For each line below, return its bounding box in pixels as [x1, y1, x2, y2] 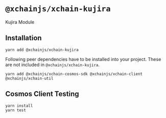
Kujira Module [5, 19, 35, 25]
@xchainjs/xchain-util [5, 76, 54, 81]
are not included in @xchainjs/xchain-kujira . [5, 62, 100, 68]
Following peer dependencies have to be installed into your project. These [5, 56, 161, 62]
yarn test [5, 107, 27, 113]
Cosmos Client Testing [5, 90, 79, 98]
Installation [5, 34, 42, 42]
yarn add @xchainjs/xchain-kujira [5, 47, 79, 52]
